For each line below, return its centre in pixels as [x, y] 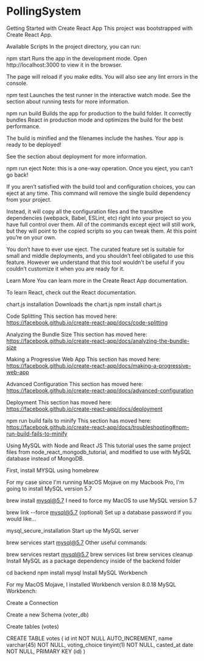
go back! [17, 175]
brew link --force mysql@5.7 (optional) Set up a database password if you [99, 512]
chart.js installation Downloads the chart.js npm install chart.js [84, 304]
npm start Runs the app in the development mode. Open [77, 58]
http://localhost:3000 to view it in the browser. [65, 65]
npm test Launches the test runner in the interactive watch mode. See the [98, 95]
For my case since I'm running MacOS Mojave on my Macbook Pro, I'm [95, 482]
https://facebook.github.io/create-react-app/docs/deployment [84, 409]
